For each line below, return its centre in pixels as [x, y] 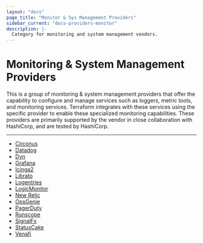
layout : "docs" [25, 12]
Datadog [26, 150]
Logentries [28, 182]
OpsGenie [27, 202]
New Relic [27, 195]
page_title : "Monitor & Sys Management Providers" [71, 18]
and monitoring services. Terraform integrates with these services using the [101, 107]
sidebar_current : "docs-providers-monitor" [62, 23]
